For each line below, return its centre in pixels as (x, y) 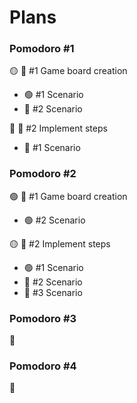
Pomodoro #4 (43, 366)
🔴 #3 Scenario (53, 292)
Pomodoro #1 (42, 49)
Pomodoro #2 (43, 174)
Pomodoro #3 (43, 318)
